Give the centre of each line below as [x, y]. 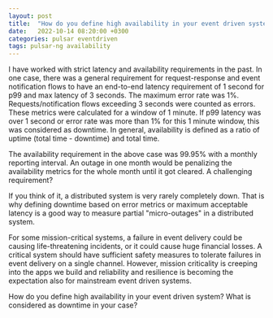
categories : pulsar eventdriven [63, 39]
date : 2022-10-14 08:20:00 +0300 [69, 31]
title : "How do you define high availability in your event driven [127, 24]
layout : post [30, 16]
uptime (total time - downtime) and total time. [84, 138]
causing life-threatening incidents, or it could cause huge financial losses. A [135, 246]
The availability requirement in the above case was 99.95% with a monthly [133, 155]
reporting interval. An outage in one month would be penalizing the [121, 163]
